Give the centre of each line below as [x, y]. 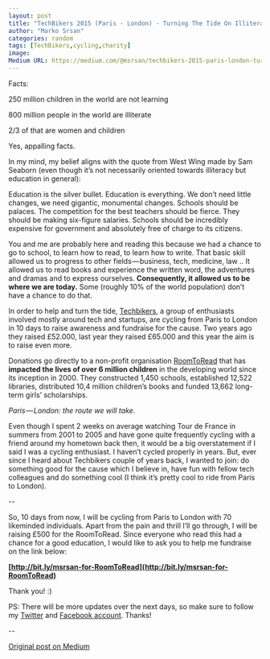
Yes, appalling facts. [42, 146]
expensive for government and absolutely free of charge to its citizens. [125, 228]
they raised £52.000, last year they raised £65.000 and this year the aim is [131, 336]
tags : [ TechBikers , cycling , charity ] [70, 46]
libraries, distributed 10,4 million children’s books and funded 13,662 [121, 386]
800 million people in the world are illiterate [80, 114]
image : [19, 53]
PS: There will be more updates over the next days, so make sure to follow [131, 606]
